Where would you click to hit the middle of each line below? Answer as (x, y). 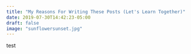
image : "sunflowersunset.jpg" (45, 28)
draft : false (23, 23)
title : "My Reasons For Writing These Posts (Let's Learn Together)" (96, 12)
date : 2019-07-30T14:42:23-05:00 (49, 17)
